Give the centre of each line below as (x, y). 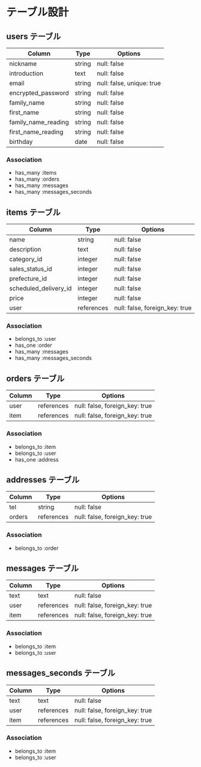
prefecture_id (28, 278)
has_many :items (36, 173)
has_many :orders (37, 179)
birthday (21, 142)
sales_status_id (31, 269)
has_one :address (37, 459)
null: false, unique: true (129, 83)
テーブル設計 (37, 12)
